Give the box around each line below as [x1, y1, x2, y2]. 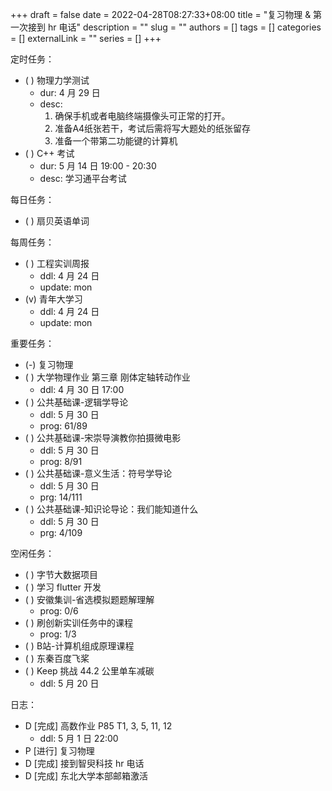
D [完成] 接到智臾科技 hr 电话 [24, 758, 145, 769]
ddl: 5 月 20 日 [39, 678, 100, 689]
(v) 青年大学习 [24, 293, 83, 305]
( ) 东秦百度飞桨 [24, 653, 90, 664]
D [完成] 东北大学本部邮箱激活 [24, 770, 148, 782]
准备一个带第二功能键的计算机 [54, 135, 178, 147]
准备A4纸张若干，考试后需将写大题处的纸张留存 [54, 123, 252, 134]
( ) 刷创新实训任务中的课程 [24, 617, 133, 628]
